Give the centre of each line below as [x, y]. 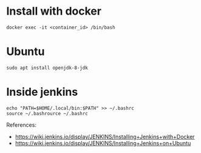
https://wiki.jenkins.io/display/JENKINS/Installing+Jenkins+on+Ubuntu [103, 143]
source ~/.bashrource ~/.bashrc [47, 113]
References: [21, 125]
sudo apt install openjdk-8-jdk [47, 68]
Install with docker [54, 11]
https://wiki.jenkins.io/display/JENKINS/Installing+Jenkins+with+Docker [105, 137]
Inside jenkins [42, 92]
